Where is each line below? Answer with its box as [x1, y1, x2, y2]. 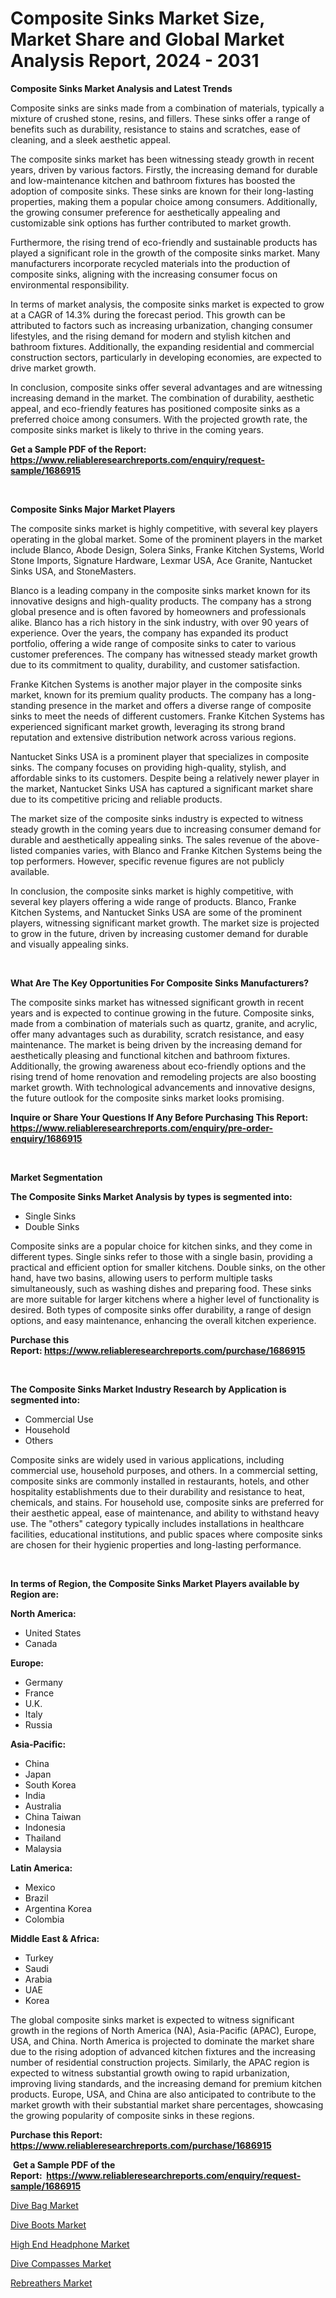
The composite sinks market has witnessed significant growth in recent [10, 996, 305, 1008]
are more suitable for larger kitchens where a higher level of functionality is [10, 1293, 320, 1305]
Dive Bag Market [10, 2199, 79, 2211]
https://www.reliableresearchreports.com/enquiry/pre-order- [10, 1122, 274, 1134]
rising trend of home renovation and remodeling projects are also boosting [10, 1070, 317, 1082]
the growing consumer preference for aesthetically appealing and [10, 206, 281, 218]
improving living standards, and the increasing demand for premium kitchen [10, 2077, 323, 2089]
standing [10, 699, 47, 711]
